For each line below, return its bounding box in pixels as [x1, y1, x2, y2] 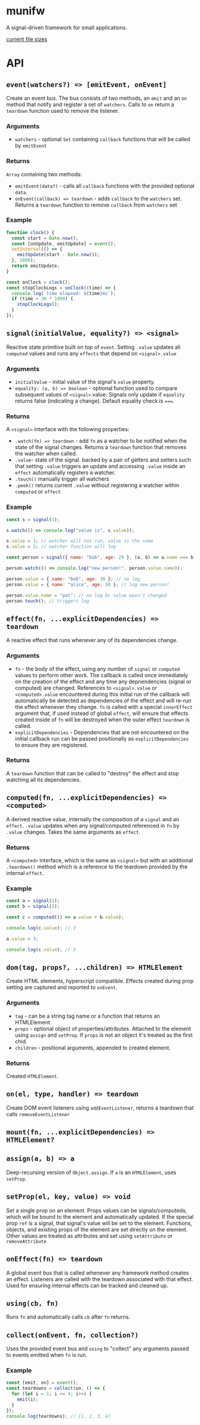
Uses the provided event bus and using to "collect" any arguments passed [6, 1345, 189, 1352]
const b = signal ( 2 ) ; [6, 904, 60, 910]
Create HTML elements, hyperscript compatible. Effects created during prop [6, 978, 194, 985]
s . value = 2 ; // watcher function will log [6, 543, 116, 550]
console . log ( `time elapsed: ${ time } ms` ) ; [11, 290, 116, 296]
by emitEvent [14, 142, 47, 149]
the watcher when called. [14, 450, 78, 457]
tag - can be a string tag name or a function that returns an [14, 1012, 160, 1019]
